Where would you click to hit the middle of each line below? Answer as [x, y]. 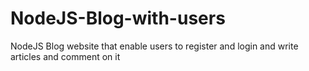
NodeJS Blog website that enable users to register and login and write [154, 46]
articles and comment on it [65, 56]
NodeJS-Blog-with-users [118, 18]
